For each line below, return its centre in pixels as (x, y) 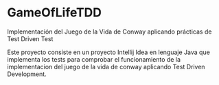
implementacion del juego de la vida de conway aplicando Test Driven (106, 66)
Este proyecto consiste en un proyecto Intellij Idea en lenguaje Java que (109, 52)
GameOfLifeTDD (54, 13)
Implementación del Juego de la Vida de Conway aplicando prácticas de (109, 32)
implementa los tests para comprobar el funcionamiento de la (94, 59)
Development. (27, 74)
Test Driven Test (30, 38)
